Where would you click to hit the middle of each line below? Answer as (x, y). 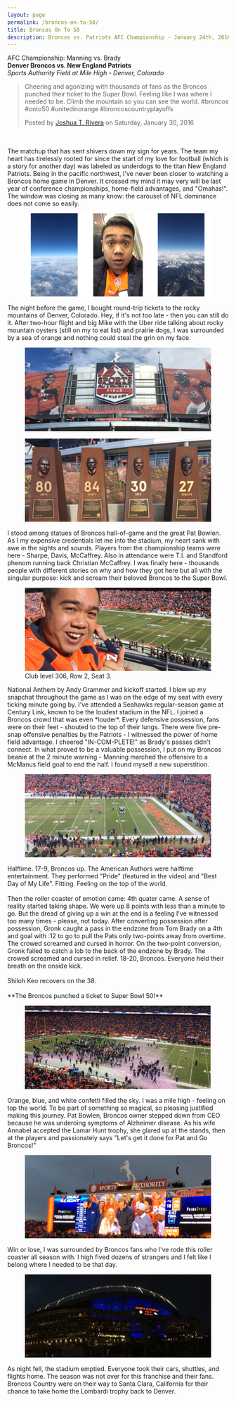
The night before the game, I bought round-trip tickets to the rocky (104, 308)
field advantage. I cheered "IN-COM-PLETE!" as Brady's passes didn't (109, 742)
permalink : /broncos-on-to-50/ (53, 22)
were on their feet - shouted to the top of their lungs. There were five (107, 727)
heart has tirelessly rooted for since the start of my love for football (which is (118, 159)
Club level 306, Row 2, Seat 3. (68, 676)
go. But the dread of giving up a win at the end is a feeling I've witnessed (113, 914)
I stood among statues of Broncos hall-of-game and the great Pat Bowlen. (114, 533)
